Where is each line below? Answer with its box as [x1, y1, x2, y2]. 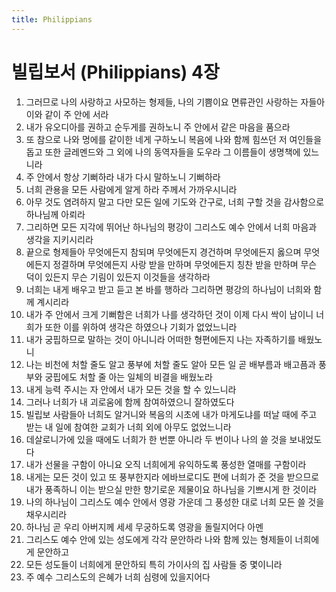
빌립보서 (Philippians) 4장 [11, 61, 220, 83]
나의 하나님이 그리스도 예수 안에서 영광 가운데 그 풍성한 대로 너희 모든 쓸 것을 [25, 496, 325, 508]
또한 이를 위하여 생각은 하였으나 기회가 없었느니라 [44, 321, 238, 333]
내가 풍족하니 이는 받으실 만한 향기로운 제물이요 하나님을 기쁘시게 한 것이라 [25, 483, 318, 495]
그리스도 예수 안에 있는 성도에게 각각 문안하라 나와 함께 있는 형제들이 [25, 533, 293, 545]
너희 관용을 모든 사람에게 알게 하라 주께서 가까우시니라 [25, 183, 238, 195]
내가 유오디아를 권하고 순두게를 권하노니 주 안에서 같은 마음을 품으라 [25, 121, 291, 133]
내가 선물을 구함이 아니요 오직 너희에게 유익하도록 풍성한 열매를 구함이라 [25, 458, 307, 470]
